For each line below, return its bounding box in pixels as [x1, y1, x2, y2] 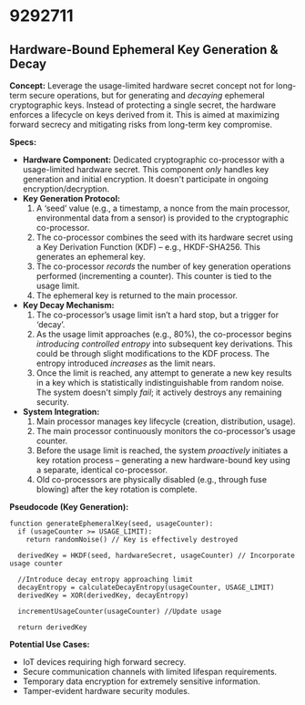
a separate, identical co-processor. [36, 464, 168, 475]
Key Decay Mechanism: [22, 300, 115, 310]
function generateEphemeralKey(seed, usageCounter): [9, 519, 214, 528]
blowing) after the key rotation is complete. [36, 484, 198, 494]
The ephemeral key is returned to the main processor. [36, 290, 239, 301]
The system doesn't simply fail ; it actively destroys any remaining [36, 387, 282, 398]
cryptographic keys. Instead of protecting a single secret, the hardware [9, 99, 277, 110]
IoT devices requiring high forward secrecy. [22, 657, 187, 667]
